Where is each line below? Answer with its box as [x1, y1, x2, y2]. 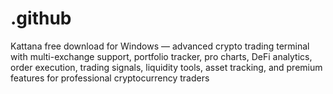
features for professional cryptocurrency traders [10, 72, 210, 84]
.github [10, 7, 72, 30]
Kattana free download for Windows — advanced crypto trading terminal [10, 40, 310, 52]
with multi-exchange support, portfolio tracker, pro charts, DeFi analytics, [10, 50, 313, 62]
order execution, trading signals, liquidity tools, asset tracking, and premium [10, 61, 323, 73]
